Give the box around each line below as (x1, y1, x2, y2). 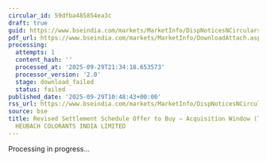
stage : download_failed (15, 78, 94, 86)
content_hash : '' (15, 56, 73, 64)
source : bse (8, 108, 48, 116)
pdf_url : (8, 33, 37, 42)
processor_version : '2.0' (15, 71, 102, 79)
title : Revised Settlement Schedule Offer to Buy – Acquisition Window (8, 115, 250, 123)
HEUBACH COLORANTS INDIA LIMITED (15, 122, 126, 130)
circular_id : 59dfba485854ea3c (8, 11, 112, 20)
